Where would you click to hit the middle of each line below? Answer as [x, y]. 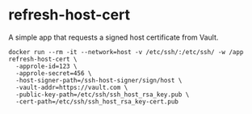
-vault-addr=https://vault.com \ [72, 87]
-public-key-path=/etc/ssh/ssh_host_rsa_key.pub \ [103, 95]
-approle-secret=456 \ [54, 73]
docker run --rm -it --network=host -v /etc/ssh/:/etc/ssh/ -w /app [126, 52]
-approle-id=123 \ [47, 66]
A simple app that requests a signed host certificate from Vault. [113, 37]
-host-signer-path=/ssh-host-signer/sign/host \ [99, 80]
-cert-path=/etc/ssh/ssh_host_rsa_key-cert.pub [97, 101]
